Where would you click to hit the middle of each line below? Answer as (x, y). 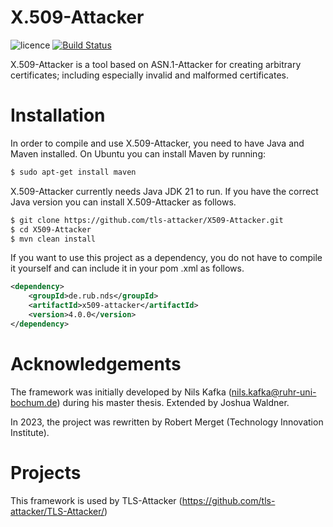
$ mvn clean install (53, 239)
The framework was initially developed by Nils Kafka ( (121, 392)
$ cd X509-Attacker (51, 229)
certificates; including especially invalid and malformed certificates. (149, 75)
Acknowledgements (96, 363)
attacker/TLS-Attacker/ (57, 511)
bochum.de (34, 402)
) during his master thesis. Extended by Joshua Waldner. (173, 402)
